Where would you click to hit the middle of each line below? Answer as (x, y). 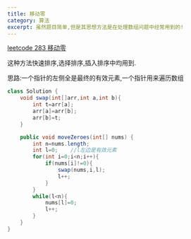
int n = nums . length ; (61, 144)
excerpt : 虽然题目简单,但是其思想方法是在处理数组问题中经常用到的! (95, 27)
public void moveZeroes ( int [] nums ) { (77, 137)
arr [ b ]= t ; (47, 117)
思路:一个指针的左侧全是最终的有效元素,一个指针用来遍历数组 (96, 78)
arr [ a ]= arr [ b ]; (55, 111)
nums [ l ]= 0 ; (61, 203)
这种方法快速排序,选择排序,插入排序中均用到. (72, 63)
